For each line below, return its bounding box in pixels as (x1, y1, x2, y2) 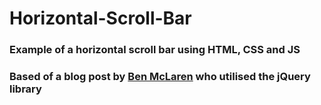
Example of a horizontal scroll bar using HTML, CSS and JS (9, 43, 301, 57)
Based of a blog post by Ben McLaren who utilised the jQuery (9, 70, 311, 84)
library (9, 82, 42, 96)
